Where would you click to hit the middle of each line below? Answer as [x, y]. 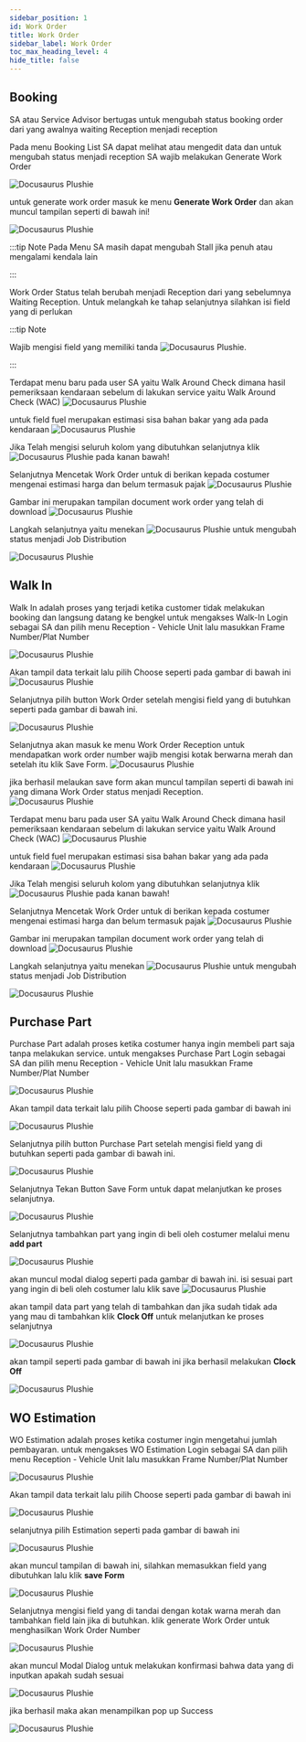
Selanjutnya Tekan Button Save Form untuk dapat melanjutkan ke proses [146, 1189]
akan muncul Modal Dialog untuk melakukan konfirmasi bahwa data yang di [152, 1666]
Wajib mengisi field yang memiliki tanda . [128, 347]
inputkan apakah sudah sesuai [67, 1675]
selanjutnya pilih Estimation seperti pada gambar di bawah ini [125, 1530]
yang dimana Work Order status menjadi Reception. [106, 791]
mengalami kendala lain [54, 256]
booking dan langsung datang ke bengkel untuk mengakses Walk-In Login [149, 617]
